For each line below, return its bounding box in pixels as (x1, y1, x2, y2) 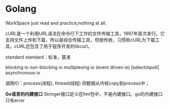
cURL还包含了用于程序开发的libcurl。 (14, 43, 92, 49)
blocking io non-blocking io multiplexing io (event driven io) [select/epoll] (5, 64, 159, 70)
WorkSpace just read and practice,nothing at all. (5, 20, 107, 26)
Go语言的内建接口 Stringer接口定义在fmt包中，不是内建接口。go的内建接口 (5, 91, 163, 97)
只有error (5, 97, 25, 103)
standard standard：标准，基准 (5, 54, 71, 60)
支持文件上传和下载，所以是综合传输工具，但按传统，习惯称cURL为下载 (5, 37, 156, 43)
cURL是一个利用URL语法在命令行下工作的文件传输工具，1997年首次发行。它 (5, 30, 165, 36)
